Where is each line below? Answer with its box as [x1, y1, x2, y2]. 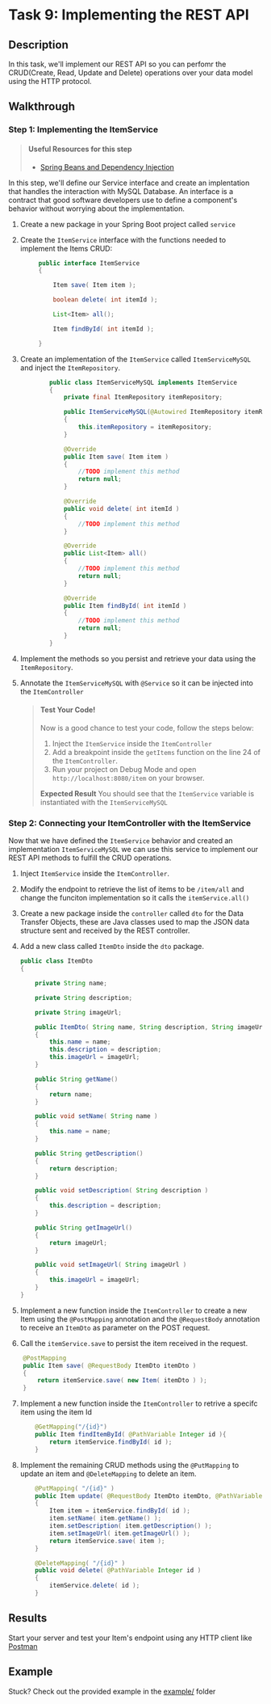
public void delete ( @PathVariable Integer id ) [35, 1567, 202, 1575]
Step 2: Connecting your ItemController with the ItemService [8, 817, 252, 829]
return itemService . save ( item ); [49, 1537, 165, 1545]
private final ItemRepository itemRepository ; [63, 394, 223, 402]
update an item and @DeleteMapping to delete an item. [19, 1469, 197, 1478]
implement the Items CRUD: [19, 243, 113, 253]
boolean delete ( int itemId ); [52, 296, 158, 304]
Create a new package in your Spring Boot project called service [19, 219, 236, 229]
